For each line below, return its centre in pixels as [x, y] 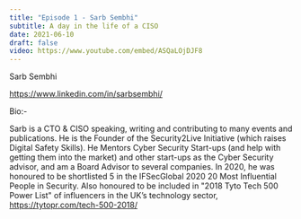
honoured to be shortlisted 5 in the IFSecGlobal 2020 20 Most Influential [143, 177]
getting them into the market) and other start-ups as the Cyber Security [142, 157]
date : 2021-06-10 [42, 34]
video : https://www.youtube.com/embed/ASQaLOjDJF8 [106, 51]
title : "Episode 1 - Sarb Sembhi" [74, 18]
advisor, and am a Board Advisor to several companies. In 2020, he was [142, 167]
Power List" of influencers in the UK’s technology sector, [114, 196]
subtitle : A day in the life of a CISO [84, 26]
